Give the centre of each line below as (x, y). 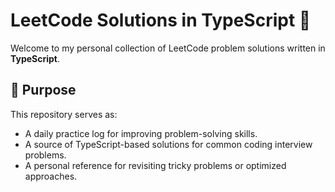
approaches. (51, 176)
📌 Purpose (43, 90)
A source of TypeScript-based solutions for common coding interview (168, 144)
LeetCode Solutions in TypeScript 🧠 (161, 20)
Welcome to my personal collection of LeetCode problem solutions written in (168, 48)
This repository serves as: (64, 114)
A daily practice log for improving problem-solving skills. (141, 133)
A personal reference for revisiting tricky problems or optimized (155, 165)
